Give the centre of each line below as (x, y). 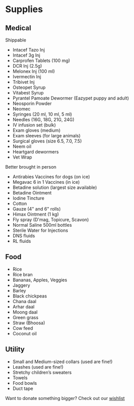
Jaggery (21, 285)
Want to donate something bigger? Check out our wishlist (65, 398)
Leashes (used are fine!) (38, 367)
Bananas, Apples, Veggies (40, 280)
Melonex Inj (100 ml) (34, 71)
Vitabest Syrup (28, 93)
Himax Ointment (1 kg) (36, 214)
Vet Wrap (22, 157)
